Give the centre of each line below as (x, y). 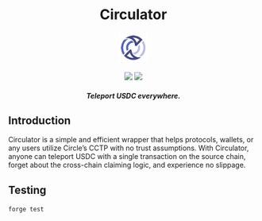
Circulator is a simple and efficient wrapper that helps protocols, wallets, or (131, 140)
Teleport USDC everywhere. (133, 95)
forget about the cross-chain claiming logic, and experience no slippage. (127, 165)
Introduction (40, 120)
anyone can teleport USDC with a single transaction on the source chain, (127, 157)
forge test (26, 209)
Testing (27, 190)
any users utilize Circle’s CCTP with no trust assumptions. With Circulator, (129, 148)
